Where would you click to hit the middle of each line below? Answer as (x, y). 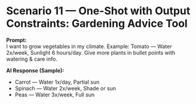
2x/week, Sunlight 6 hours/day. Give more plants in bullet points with (91, 52)
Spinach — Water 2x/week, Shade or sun (65, 88)
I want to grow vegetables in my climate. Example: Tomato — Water (89, 46)
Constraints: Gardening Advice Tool (97, 23)
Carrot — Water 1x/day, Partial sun (57, 82)
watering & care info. (32, 59)
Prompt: (16, 40)
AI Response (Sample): (35, 70)
